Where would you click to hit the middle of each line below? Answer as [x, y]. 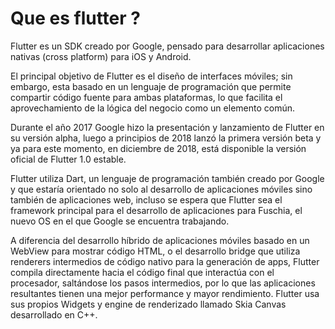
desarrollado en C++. [54, 314]
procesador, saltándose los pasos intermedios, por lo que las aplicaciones [163, 283]
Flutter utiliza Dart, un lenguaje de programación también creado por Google [167, 178]
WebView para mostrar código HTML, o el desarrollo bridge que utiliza [155, 251]
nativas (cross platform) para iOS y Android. [101, 56]
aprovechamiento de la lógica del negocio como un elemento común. [153, 108]
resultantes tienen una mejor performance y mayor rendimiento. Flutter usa [165, 293]
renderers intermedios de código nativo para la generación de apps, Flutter [165, 261]
